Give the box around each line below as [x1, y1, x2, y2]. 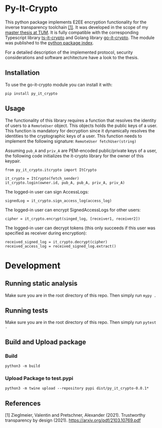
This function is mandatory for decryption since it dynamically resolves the [5, 128, 155, 133]
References [5, 399, 41, 407]
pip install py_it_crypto [5, 91, 57, 96]
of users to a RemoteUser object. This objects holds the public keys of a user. [5, 123, 158, 128]
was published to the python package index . [5, 40, 94, 45]
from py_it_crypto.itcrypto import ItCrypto [5, 167, 97, 172]
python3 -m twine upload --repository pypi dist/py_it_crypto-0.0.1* [5, 386, 149, 391]
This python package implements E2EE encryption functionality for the [5, 19, 147, 25]
